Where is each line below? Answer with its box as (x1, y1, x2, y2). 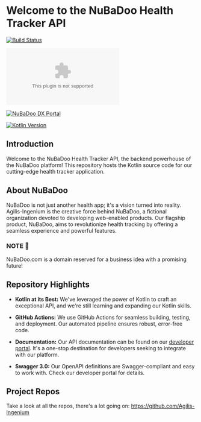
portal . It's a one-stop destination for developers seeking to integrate (14, 344, 187, 351)
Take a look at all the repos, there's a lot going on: (6, 402, 130, 410)
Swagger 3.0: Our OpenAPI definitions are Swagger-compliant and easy (14, 362, 195, 370)
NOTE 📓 (6, 242, 29, 250)
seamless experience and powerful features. (6, 227, 117, 234)
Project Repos (6, 386, 60, 397)
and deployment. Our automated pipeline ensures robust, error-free (14, 320, 183, 327)
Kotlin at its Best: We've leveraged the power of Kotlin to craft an (14, 295, 177, 303)
